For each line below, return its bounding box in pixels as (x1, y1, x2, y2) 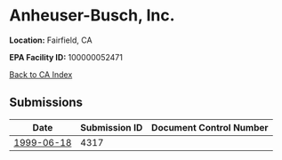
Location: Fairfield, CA (9, 35, 93, 45)
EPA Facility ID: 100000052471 (9, 52, 123, 62)
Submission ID (79, 121, 143, 133)
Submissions (9, 95, 83, 110)
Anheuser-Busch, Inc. (9, 5, 175, 26)
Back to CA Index (9, 68, 73, 80)
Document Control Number (150, 121, 269, 133)
